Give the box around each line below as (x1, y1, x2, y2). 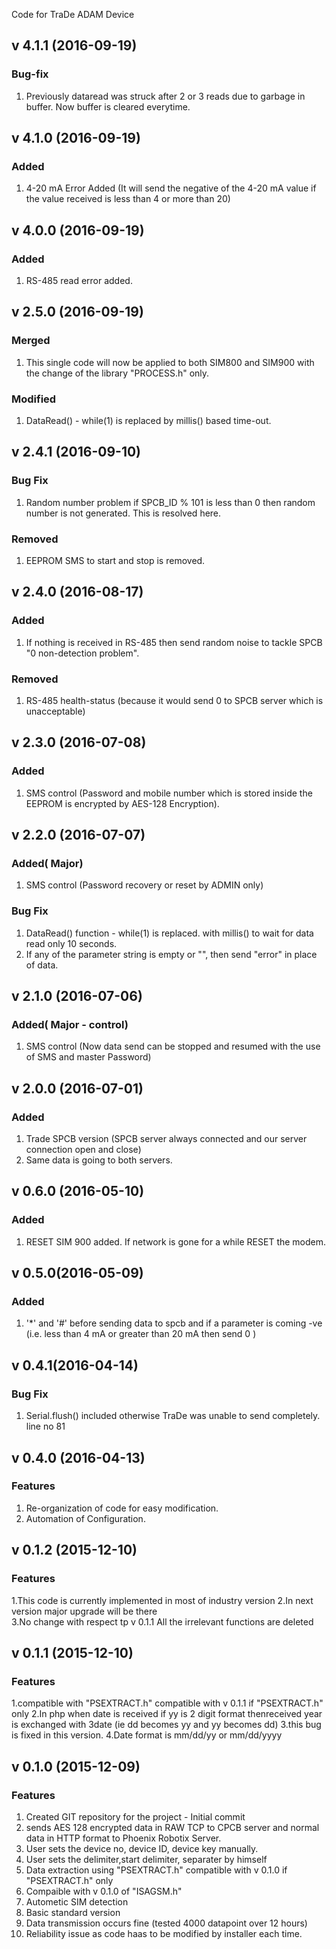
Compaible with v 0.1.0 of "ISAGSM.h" (25, 1885, 183, 1897)
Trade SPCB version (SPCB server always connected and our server (25, 1133, 308, 1145)
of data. (25, 959, 59, 971)
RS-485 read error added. (25, 275, 133, 287)
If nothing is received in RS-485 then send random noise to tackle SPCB (25, 636, 323, 648)
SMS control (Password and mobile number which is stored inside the (25, 787, 313, 799)
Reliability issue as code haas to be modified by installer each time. (25, 1927, 303, 1939)
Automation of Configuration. (25, 1512, 146, 1524)
